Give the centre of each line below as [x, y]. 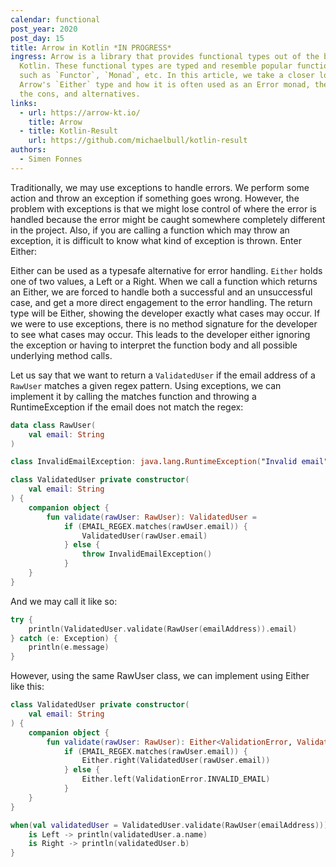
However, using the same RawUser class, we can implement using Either [160, 676]
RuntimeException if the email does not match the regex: [127, 407]
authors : [28, 150]
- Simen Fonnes [51, 159]
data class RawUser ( [53, 425]
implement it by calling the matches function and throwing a [133, 396]
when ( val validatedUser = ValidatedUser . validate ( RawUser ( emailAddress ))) [169, 825]
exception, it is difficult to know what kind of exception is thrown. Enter [156, 240]
